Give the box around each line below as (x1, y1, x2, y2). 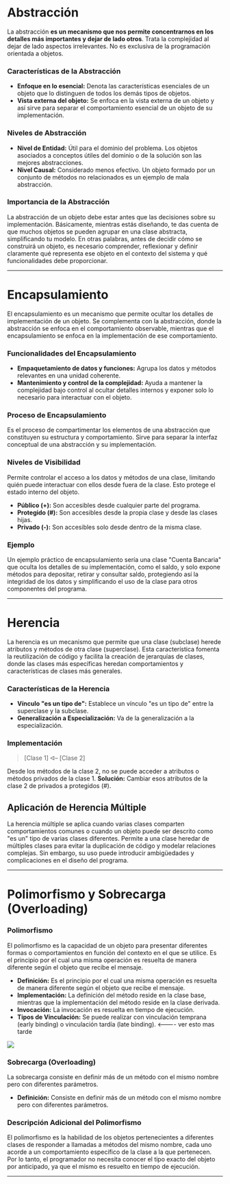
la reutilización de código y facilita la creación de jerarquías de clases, (7, 652, 205, 661)
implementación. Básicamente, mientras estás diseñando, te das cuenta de (7, 220, 219, 228)
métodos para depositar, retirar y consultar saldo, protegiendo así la (7, 570, 199, 578)
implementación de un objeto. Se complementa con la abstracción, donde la (7, 317, 222, 325)
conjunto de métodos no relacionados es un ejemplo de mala (16, 173, 190, 181)
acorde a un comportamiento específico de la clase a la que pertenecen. (7, 1148, 212, 1156)
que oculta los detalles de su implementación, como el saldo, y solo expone (7, 563, 220, 571)
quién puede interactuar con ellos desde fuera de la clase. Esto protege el (7, 480, 216, 489)
